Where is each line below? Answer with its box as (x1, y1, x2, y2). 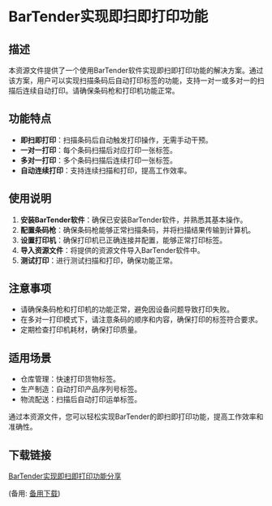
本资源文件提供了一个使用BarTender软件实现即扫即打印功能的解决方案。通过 (8, 66, 264, 75)
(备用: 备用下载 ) (8, 489, 61, 499)
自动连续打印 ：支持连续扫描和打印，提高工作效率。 (19, 165, 192, 175)
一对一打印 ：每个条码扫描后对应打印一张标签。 (19, 145, 177, 155)
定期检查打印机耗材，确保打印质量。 (19, 325, 142, 334)
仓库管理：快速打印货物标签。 (19, 374, 120, 384)
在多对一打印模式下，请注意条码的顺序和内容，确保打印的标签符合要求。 (19, 315, 262, 325)
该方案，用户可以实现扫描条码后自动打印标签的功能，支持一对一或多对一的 (8, 76, 257, 85)
